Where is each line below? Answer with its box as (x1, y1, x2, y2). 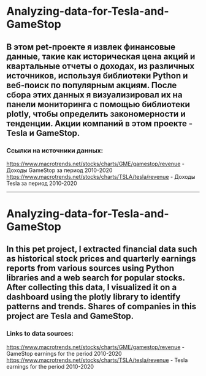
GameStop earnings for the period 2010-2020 (6, 350, 122, 357)
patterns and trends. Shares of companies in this (6, 301, 197, 312)
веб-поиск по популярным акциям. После (6, 80, 177, 90)
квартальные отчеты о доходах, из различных (6, 61, 195, 71)
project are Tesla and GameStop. (6, 311, 134, 321)
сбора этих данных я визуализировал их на (6, 89, 183, 100)
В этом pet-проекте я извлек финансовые (6, 42, 176, 52)
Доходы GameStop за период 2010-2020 (6, 167, 113, 174)
